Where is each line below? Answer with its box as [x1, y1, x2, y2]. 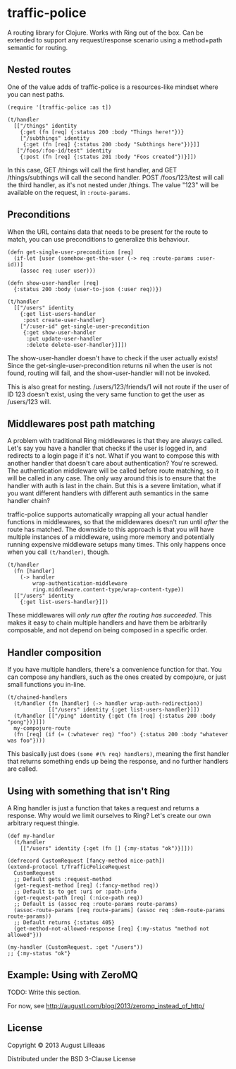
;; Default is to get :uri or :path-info [13, 888, 137, 895]
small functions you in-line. [7, 680, 86, 689]
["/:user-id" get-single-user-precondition [20, 323, 150, 330]
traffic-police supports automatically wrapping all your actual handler [7, 510, 209, 519]
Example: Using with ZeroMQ [7, 969, 139, 981]
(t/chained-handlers [7, 694, 68, 701]
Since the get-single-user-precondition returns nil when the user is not [7, 361, 213, 370]
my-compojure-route [13, 725, 71, 732]
